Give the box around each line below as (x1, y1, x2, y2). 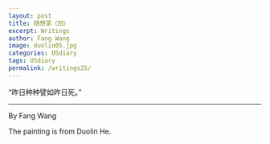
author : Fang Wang (8, 34, 70, 43)
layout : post (8, 11, 52, 20)
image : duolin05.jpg (8, 42, 78, 50)
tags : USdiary (8, 57, 56, 65)
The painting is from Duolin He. (8, 126, 112, 136)
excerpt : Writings (8, 27, 70, 35)
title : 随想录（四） (8, 19, 70, 27)
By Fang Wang (8, 110, 57, 121)
